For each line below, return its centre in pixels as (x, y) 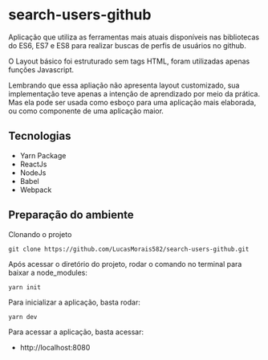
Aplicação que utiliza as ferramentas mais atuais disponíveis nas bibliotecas (134, 37)
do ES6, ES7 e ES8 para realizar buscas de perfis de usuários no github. (127, 45)
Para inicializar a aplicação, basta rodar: (74, 302)
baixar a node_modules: (48, 272)
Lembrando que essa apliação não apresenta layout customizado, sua (124, 85)
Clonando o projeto (40, 234)
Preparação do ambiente (71, 215)
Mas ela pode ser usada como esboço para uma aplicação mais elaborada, (132, 102)
